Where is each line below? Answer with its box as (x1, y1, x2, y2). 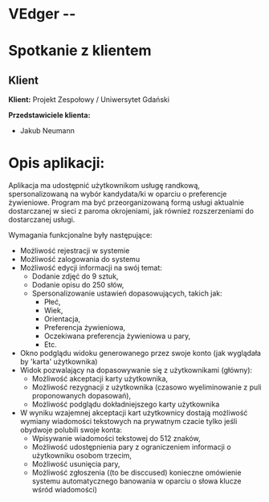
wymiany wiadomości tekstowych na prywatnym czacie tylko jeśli (19, 417, 238, 426)
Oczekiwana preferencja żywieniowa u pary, (43, 331, 191, 341)
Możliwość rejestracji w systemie (19, 246, 130, 255)
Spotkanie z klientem (8, 42, 152, 60)
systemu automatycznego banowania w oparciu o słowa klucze (31, 476, 242, 486)
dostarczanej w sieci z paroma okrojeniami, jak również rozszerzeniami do (8, 206, 255, 216)
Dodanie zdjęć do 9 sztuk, (31, 271, 119, 281)
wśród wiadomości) (31, 485, 98, 495)
